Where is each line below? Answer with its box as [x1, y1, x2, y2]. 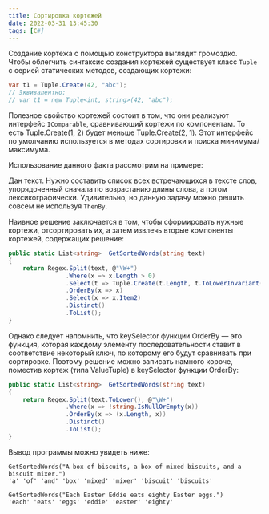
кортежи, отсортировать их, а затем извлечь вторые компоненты [8, 225, 234, 235]
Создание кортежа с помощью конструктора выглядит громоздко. [8, 49, 238, 59]
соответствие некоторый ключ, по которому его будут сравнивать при [8, 348, 252, 358]
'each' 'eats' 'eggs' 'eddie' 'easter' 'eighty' [8, 498, 174, 506]
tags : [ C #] [8, 26, 45, 34]
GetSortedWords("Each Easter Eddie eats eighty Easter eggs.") [8, 491, 224, 499]
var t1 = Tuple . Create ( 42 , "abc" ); [8, 81, 127, 89]
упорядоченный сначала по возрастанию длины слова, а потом [8, 184, 228, 193]
